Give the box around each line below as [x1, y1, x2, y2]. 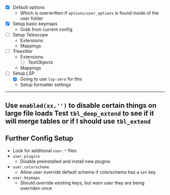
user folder [20, 15, 44, 22]
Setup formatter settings [20, 82, 71, 88]
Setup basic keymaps [12, 21, 58, 27]
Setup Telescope [12, 32, 48, 38]
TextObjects [27, 59, 53, 65]
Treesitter [12, 48, 33, 55]
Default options [12, 5, 45, 10]
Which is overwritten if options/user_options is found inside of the [20, 10, 159, 16]
